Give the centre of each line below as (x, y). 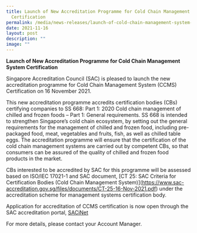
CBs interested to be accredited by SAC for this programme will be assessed (98, 170)
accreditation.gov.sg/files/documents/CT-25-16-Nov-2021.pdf (81, 188)
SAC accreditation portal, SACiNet (47, 212)
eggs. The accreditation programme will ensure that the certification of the (96, 140)
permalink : (19, 22)
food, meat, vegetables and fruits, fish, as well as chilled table (106, 133)
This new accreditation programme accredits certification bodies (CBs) (92, 102)
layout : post (22, 33)
